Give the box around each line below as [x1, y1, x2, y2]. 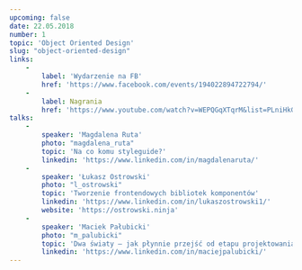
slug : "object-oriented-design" [9, 47, 130, 56]
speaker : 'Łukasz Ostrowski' [41, 172, 151, 181]
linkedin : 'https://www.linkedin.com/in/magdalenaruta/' [41, 155, 259, 165]
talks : [9, 113, 34, 122]
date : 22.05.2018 [9, 22, 75, 31]
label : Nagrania [41, 96, 102, 106]
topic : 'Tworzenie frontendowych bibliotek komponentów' [41, 189, 259, 198]
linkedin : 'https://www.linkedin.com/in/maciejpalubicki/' [41, 247, 268, 256]
